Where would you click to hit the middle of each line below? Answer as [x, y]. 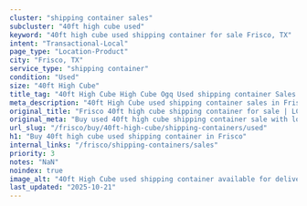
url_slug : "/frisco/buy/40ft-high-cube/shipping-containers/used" [138, 129]
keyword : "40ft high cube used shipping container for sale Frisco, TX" [151, 35]
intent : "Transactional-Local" [69, 43]
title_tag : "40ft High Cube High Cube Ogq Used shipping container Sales [153, 94]
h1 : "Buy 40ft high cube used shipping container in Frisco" [128, 137]
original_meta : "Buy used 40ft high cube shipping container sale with [148, 119]
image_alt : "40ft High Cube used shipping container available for [141, 179]
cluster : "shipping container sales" [81, 18]
